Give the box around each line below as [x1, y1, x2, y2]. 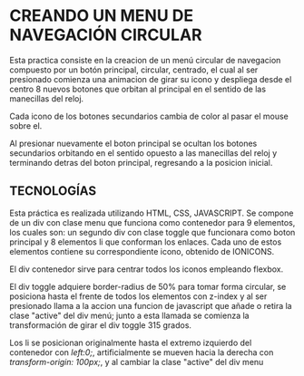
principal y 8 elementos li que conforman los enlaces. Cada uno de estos [9, 236, 282, 247]
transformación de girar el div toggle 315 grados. [9, 319, 192, 331]
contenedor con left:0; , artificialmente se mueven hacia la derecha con [9, 346, 274, 358]
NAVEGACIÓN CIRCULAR [9, 24, 202, 45]
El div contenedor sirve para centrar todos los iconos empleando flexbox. [9, 264, 284, 275]
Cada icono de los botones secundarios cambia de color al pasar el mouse [9, 111, 289, 121]
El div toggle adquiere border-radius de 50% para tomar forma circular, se [9, 281, 287, 292]
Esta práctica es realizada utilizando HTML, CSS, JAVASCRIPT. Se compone [9, 207, 294, 218]
